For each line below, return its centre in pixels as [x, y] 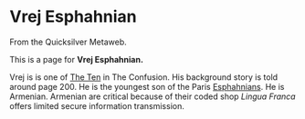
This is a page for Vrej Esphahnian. [77, 59]
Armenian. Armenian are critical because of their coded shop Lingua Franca [152, 96]
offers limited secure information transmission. [97, 105]
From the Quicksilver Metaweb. [68, 42]
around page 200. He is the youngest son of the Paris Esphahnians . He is [147, 86]
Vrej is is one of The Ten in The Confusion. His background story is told [144, 77]
